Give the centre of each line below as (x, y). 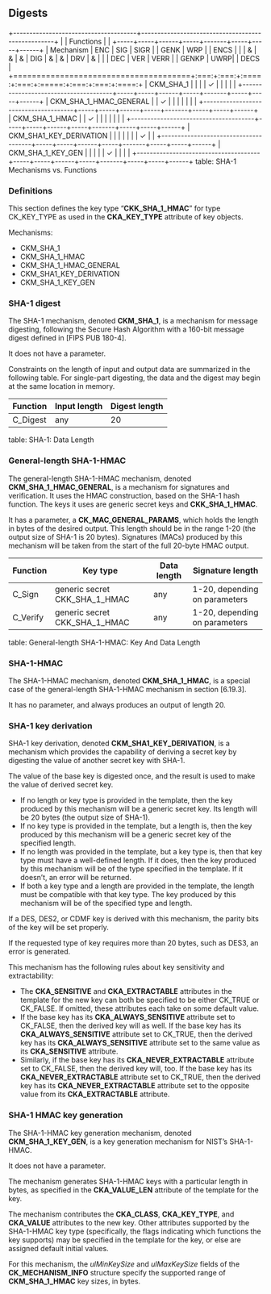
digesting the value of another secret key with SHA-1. (97, 761)
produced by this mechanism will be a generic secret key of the (125, 835)
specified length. (48, 843)
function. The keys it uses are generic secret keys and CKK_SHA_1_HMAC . (133, 504)
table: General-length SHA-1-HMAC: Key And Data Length (104, 642)
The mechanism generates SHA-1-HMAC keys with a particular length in (128, 1181)
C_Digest (29, 420)
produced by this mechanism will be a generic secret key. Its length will (139, 809)
